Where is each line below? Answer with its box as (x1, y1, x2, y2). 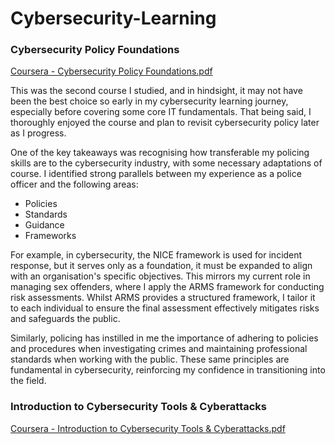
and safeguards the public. (10, 313, 121, 325)
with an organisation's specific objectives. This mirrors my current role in (10, 270, 311, 282)
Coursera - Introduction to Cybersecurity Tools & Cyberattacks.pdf (10, 422, 286, 434)
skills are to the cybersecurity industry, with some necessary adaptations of (10, 157, 323, 169)
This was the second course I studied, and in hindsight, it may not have (10, 85, 303, 97)
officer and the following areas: (10, 178, 139, 191)
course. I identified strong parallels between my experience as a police (10, 168, 302, 180)
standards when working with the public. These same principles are (10, 353, 290, 366)
